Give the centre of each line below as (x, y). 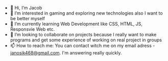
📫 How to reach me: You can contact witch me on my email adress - (82, 46)
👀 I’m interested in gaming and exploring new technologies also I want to (86, 13)
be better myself (27, 18)
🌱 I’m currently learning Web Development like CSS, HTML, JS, (76, 24)
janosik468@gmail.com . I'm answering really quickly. (66, 53)
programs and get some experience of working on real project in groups (86, 40)
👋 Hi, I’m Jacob (26, 8)
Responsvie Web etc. (32, 29)
